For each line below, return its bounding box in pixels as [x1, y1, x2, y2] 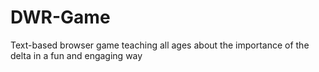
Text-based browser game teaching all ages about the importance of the [10, 39, 310, 51]
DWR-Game [10, 6, 111, 29]
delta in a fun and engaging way [10, 49, 143, 61]
